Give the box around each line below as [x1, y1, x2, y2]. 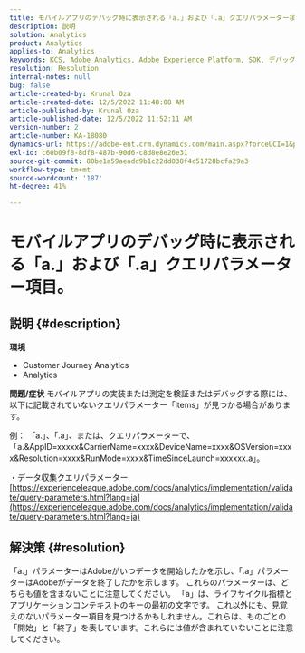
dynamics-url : [9, 140, 63, 149]
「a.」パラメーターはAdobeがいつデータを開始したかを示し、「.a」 [9, 565, 258, 576]
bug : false [9, 81, 51, 90]
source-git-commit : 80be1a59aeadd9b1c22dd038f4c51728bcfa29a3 [9, 156, 249, 166]
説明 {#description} [9, 316, 122, 331]
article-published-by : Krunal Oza [9, 106, 140, 115]
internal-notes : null [9, 73, 91, 82]
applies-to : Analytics [9, 47, 95, 56]
